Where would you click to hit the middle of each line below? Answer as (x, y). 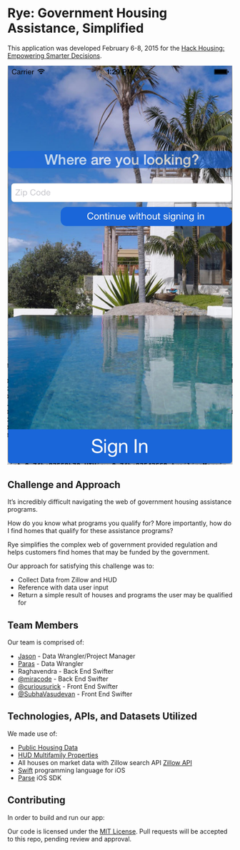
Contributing (36, 800)
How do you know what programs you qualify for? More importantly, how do (120, 523)
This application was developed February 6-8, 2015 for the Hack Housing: (116, 48)
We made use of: (32, 734)
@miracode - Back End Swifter (63, 679)
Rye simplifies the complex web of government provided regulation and (112, 545)
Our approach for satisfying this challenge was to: (81, 566)
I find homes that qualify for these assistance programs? (90, 531)
